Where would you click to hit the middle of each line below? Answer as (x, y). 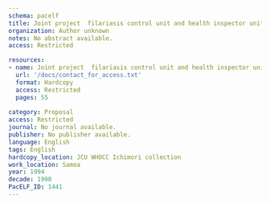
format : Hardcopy (45, 82)
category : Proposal (41, 112)
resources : (27, 60)
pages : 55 (32, 97)
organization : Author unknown (59, 30)
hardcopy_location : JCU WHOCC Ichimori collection (95, 157)
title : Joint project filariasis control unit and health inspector (127, 23)
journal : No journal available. (62, 128)
